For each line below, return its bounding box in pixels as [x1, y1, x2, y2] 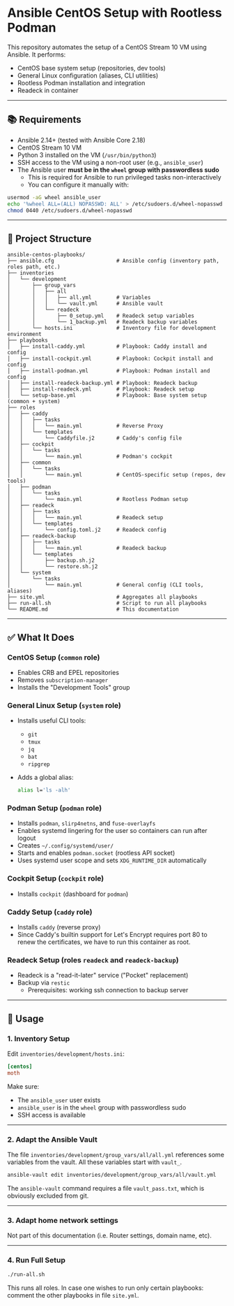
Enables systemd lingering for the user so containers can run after [17, 827, 208, 835]
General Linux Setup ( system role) [7, 700, 122, 710]
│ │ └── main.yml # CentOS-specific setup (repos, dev [7, 472, 226, 479]
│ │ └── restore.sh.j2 [7, 563, 98, 570]
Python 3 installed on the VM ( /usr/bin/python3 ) [17, 150, 157, 159]
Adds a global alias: [17, 774, 74, 782]
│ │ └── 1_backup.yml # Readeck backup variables [7, 319, 198, 326]
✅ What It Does [7, 631, 75, 644]
